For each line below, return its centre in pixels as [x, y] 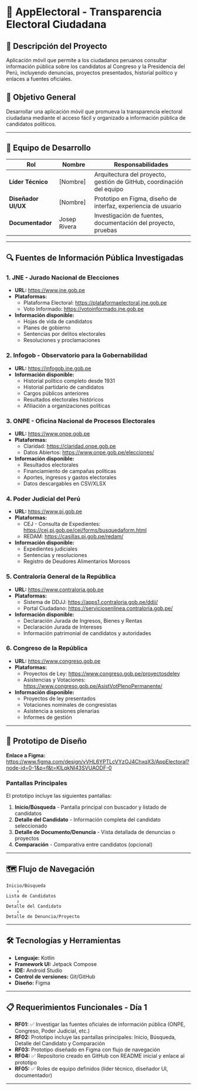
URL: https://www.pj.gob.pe [48, 512]
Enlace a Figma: [26, 755]
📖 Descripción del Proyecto [57, 46]
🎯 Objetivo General [41, 97]
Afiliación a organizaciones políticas [67, 406]
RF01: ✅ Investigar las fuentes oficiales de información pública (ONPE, [100, 1024]
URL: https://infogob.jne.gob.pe [53, 368]
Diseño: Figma [33, 983]
